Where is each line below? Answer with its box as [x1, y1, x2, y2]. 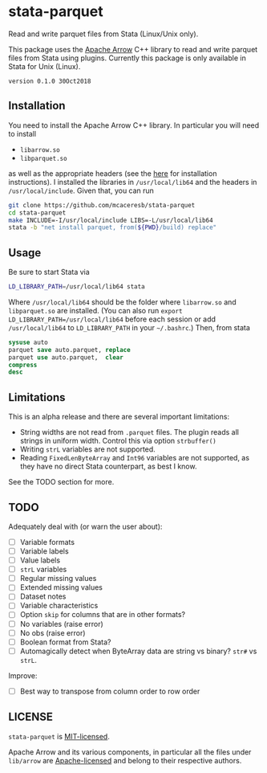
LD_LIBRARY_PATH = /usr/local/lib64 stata [8, 283, 146, 291]
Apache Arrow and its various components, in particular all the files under [8, 746, 252, 757]
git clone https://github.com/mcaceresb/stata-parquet [8, 201, 196, 209]
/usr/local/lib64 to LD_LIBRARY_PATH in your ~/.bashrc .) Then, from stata [8, 322, 251, 332]
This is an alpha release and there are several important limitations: [8, 412, 230, 422]
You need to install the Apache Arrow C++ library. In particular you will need [8, 120, 260, 130]
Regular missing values [19, 574, 97, 583]
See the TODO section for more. [8, 477, 115, 487]
